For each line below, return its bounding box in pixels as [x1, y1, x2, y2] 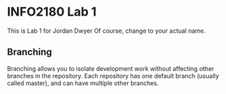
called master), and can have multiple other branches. [7, 79, 159, 87]
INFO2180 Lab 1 [7, 4, 97, 20]
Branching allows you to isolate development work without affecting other [7, 64, 214, 72]
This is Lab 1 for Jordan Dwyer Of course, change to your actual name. [7, 27, 206, 35]
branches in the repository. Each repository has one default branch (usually [7, 72, 220, 80]
